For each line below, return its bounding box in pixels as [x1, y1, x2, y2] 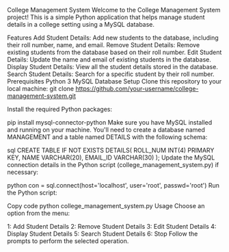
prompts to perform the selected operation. [7, 237, 129, 245]
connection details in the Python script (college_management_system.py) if [7, 161, 219, 168]
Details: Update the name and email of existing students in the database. [7, 55, 212, 64]
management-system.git [7, 92, 77, 100]
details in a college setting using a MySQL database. [7, 21, 155, 28]
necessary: [7, 168, 39, 176]
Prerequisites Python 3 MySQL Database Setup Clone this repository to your [7, 77, 222, 85]
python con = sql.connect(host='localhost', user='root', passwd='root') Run [7, 181, 220, 189]
